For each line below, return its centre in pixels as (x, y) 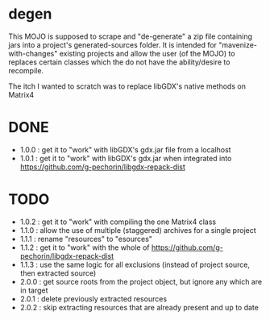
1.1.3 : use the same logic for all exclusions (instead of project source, (135, 264)
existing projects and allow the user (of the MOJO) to (147, 53)
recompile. (26, 70)
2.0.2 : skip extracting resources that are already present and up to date (139, 307)
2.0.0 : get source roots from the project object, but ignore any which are (141, 281)
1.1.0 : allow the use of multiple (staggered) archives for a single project (138, 230)
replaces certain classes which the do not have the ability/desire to (119, 62)
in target (34, 290)
